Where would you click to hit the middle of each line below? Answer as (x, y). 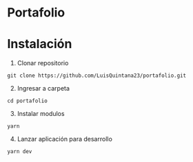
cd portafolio (28, 101)
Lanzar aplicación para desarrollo (64, 139)
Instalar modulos (41, 114)
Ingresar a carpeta (43, 89)
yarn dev (20, 152)
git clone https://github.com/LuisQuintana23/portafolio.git (97, 76)
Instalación (40, 44)
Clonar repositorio (43, 63)
